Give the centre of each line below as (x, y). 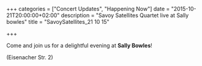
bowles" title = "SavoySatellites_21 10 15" (58, 22)
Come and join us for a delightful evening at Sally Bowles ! (80, 46)
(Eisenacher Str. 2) (30, 57)
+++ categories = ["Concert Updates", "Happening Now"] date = (88, 9)
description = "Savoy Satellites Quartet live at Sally (125, 15)
